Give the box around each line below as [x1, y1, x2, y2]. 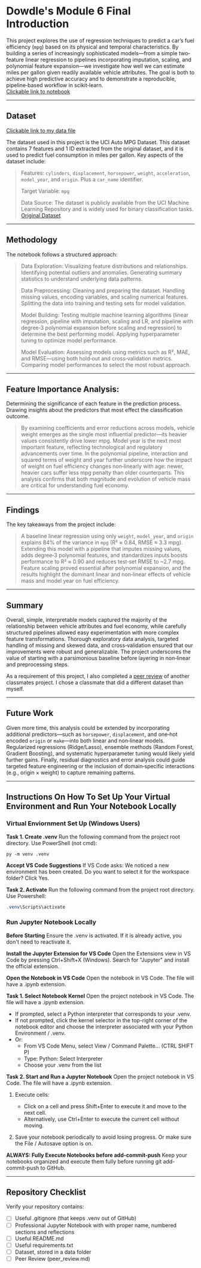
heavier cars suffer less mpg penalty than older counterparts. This [20, 469, 185, 476]
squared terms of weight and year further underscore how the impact [20, 457, 193, 464]
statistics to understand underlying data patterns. [20, 275, 143, 282]
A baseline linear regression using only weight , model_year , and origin [20, 533, 194, 540]
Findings [6, 505, 40, 515]
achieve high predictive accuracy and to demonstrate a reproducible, [6, 75, 176, 82]
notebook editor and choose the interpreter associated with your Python [14, 1023, 193, 1030]
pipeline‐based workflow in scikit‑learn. [6, 81, 103, 88]
